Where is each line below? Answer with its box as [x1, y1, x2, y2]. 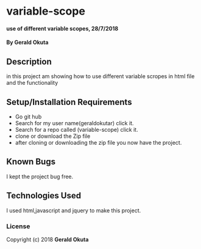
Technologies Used [6, 190, 81, 201]
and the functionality [6, 79, 58, 87]
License [6, 222, 30, 230]
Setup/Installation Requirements [6, 96, 132, 107]
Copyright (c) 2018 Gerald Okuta [6, 236, 89, 243]
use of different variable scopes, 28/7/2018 [6, 24, 119, 32]
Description [6, 56, 52, 67]
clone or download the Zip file [15, 132, 91, 140]
